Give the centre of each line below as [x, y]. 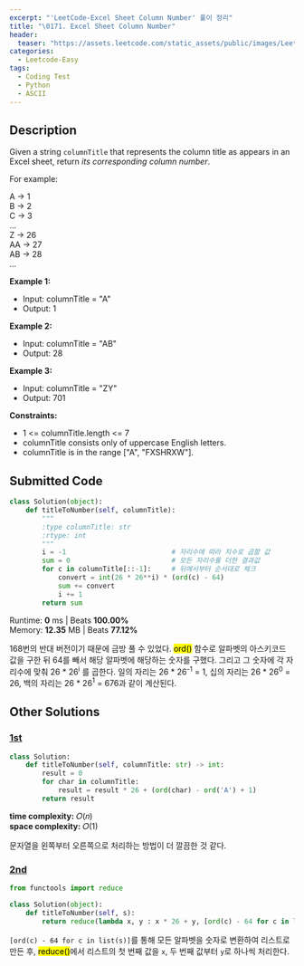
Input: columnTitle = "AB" [70, 344]
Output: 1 [39, 309]
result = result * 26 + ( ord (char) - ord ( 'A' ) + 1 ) [157, 790]
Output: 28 [43, 353]
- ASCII [32, 93]
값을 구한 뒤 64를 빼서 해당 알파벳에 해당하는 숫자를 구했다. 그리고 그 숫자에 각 [147, 660]
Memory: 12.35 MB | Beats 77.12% [74, 629]
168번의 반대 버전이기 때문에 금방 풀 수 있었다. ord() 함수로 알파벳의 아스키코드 [148, 648]
